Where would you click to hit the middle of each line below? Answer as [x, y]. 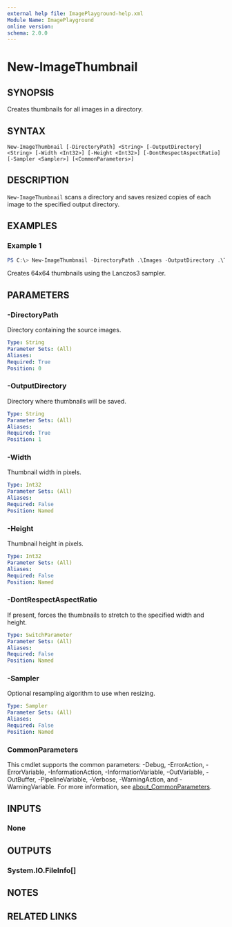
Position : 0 [24, 368]
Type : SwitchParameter [40, 635]
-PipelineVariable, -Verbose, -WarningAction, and [108, 780]
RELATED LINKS [42, 916]
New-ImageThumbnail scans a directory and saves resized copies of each [109, 197]
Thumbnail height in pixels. [46, 543]
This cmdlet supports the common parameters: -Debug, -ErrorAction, [106, 765]
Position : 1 [24, 440]
